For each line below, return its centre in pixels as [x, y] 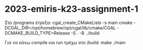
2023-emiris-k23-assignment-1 [71, 9]
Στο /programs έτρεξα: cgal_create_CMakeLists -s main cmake [69, 23]
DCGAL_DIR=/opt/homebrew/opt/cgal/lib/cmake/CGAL [60, 27]
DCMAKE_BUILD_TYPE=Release [37, 33]
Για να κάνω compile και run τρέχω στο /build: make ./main [65, 42]
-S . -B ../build [85, 33]
